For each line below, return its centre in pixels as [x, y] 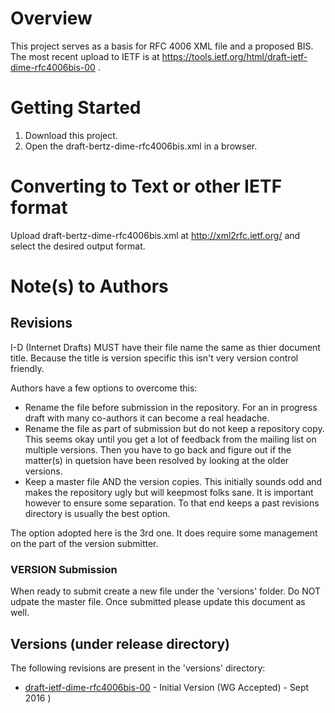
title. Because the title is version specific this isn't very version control [154, 358]
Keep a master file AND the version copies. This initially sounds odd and [173, 481]
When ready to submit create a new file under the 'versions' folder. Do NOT [166, 591]
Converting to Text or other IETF [146, 186]
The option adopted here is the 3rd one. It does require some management [164, 533]
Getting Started [76, 108]
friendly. [27, 368]
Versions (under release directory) [120, 643]
